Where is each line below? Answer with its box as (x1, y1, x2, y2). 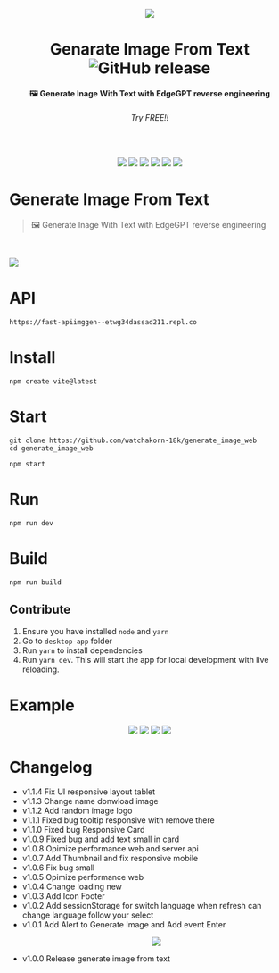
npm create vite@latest (9, 376, 98, 386)
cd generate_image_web (9, 443, 94, 453)
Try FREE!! (130, 112, 169, 122)
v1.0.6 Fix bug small (21, 862, 95, 873)
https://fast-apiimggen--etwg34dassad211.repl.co (9, 318, 198, 327)
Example (9, 695, 75, 715)
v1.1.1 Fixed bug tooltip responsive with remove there (21, 815, 216, 826)
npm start (9, 459, 46, 468)
